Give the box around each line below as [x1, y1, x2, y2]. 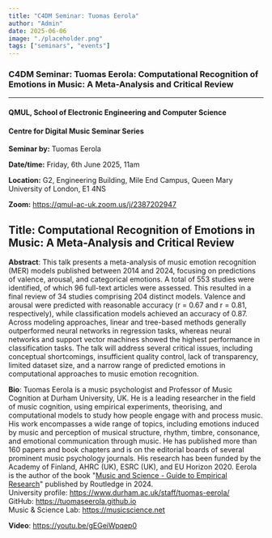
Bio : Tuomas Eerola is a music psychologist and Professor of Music [8, 385, 233, 395]
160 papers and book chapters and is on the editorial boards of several [8, 445, 244, 455]
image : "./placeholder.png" [8, 34, 104, 43]
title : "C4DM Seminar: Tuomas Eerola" [8, 11, 139, 20]
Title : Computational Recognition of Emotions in [8, 223, 256, 237]
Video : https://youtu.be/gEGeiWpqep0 [8, 521, 138, 531]
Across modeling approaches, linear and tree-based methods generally [8, 317, 247, 328]
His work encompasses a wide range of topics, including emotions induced [8, 419, 259, 429]
